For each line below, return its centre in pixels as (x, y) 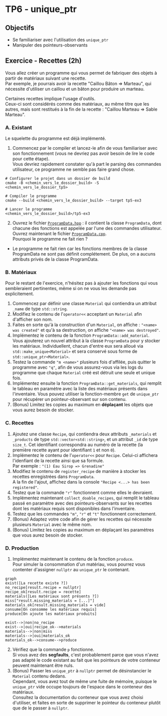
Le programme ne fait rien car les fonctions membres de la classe (80, 249)
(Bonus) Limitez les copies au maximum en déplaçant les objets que (83, 405)
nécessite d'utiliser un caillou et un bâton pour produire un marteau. (75, 89)
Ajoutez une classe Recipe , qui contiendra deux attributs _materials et (84, 434)
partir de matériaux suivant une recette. (46, 78)
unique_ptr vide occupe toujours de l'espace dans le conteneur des (82, 687)
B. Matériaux (21, 273)
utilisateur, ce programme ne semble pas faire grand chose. (74, 169)
